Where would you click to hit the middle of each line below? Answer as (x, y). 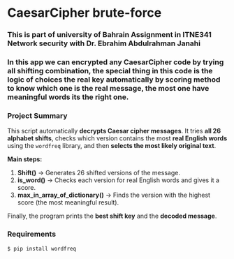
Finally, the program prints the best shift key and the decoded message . (112, 216)
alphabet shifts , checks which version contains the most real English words (117, 138)
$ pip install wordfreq (42, 249)
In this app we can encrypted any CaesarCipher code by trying (116, 62)
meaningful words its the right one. (68, 97)
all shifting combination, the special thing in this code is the (110, 71)
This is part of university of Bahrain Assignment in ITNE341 (109, 35)
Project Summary (37, 115)
